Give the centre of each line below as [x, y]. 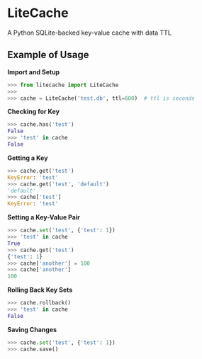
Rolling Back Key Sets [40, 290]
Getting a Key [28, 158]
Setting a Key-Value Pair [44, 217]
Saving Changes [32, 329]
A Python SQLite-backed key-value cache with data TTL [90, 33]
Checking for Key [34, 112]
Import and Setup [34, 72]
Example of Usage [48, 55]
